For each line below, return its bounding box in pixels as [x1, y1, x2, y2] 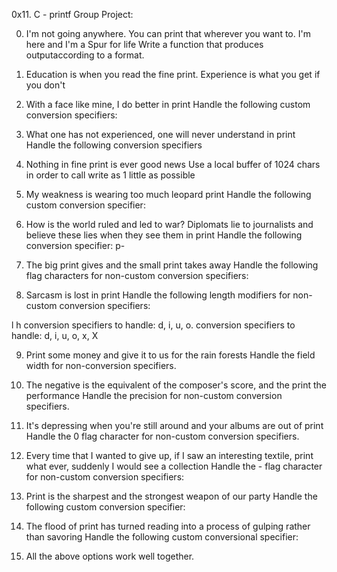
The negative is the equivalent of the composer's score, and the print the [25, 379, 328, 391]
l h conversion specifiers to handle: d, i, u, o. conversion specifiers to [11, 319, 296, 331]
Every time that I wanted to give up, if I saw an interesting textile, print [25, 450, 314, 461]
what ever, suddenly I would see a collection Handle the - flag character [25, 460, 323, 472]
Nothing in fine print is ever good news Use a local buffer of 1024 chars [25, 159, 321, 170]
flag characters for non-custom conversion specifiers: [25, 270, 249, 281]
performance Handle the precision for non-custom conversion [25, 390, 283, 401]
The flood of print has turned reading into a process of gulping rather [25, 520, 311, 532]
